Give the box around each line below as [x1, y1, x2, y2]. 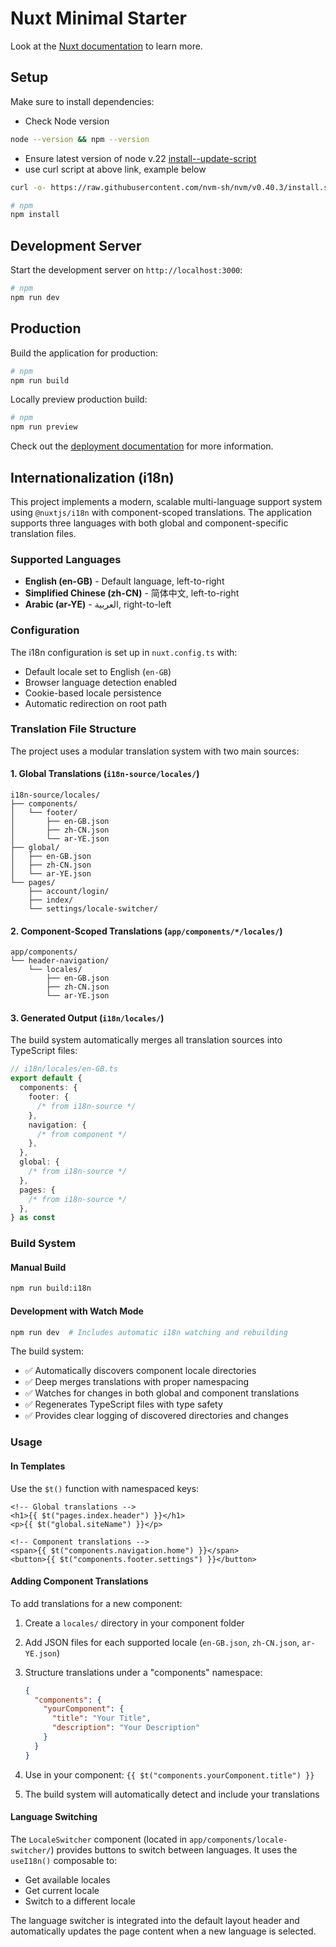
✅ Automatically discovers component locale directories [24, 1365, 257, 1377]
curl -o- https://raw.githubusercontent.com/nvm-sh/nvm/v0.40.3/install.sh [10, 182, 333, 192]
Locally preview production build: [10, 393, 148, 406]
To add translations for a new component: [10, 1597, 183, 1609]
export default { [10, 1073, 83, 1084]
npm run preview [10, 422, 78, 432]
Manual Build [10, 1261, 67, 1273]
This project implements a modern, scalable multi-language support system [10, 495, 323, 507]
